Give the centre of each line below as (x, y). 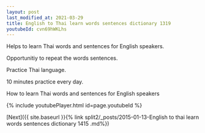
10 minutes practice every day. (45, 82)
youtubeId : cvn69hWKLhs (37, 29)
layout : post (23, 12)
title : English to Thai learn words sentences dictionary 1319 (89, 23)
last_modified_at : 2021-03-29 (45, 18)
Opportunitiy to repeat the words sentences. (62, 58)
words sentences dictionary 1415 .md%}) (58, 124)
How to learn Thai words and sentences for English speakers (83, 94)
